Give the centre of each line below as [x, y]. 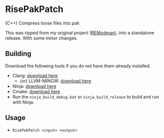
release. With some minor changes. [42, 38]
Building [18, 54]
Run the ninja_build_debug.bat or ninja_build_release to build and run [86, 96]
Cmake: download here [36, 91]
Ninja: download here [34, 86]
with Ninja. [23, 102]
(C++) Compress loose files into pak [42, 23]
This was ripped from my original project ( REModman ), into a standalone [80, 32]
